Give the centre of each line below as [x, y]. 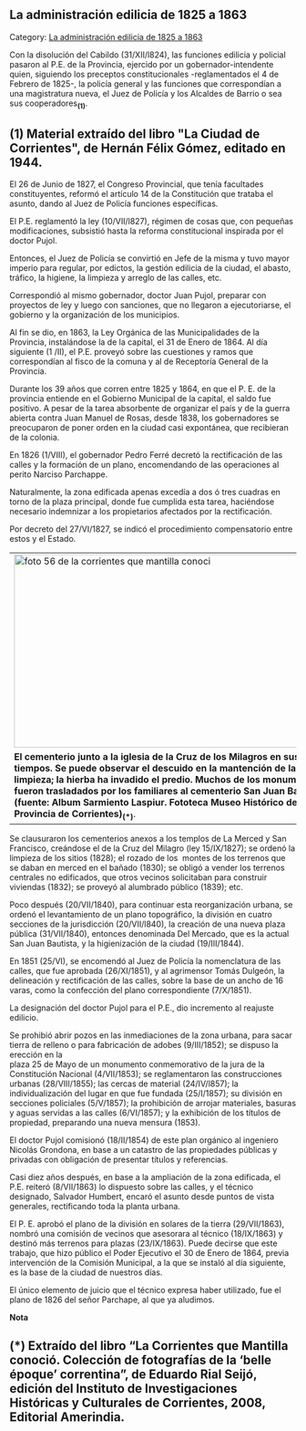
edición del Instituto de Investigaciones [123, 1389]
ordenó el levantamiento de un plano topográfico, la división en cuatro [141, 914]
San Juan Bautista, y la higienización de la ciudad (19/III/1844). [127, 943]
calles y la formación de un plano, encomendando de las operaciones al [144, 465]
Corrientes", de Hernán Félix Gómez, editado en [148, 148]
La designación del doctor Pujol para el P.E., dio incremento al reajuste [142, 1008]
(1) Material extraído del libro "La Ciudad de [135, 134]
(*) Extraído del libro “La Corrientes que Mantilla [149, 1346]
